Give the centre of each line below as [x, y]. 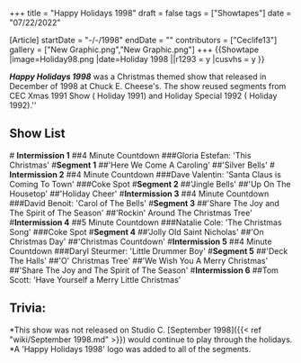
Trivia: [28, 309]
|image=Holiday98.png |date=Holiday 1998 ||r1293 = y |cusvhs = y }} [137, 59]
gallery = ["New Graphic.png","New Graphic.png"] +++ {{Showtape [134, 50]
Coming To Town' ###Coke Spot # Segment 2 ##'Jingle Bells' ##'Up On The [150, 184]
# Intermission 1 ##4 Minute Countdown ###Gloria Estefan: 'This [130, 155]
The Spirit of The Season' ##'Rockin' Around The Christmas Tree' [131, 213]
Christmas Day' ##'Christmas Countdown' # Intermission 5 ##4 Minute [141, 241]
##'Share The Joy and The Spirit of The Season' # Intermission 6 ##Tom [144, 270]
